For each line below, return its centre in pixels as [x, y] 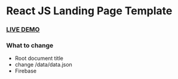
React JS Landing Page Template [89, 11]
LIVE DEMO [23, 30]
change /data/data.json [44, 65]
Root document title [39, 58]
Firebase [26, 71]
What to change [30, 46]
